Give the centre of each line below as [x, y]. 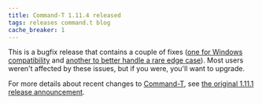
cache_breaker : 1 [37, 30]
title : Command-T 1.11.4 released [65, 15]
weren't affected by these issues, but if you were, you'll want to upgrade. [127, 69]
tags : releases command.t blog [59, 23]
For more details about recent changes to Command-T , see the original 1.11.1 [131, 84]
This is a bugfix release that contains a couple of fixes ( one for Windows [125, 52]
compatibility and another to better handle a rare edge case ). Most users [126, 60]
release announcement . [46, 92]
